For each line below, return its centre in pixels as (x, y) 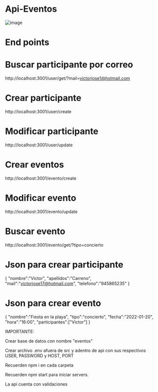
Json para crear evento (53, 303)
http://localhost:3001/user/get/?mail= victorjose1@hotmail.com (68, 78)
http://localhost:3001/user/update (39, 145)
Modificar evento (41, 198)
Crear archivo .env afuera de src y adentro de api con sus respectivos (76, 350)
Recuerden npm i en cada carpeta (39, 365)
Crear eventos (35, 165)
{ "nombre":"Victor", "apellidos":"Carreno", (48, 278)
